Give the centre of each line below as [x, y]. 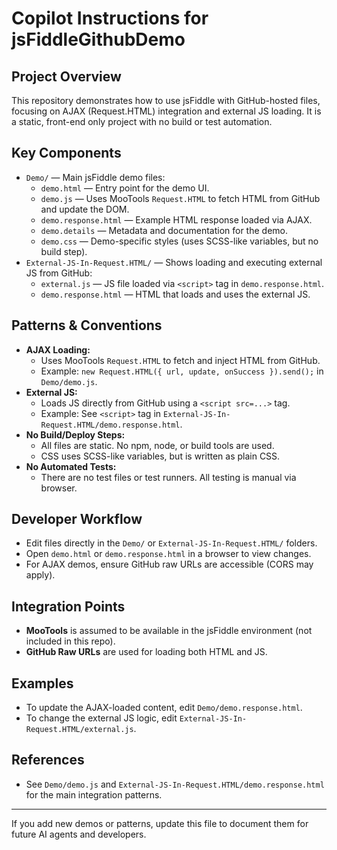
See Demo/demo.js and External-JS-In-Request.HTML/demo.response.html [175, 784]
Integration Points [68, 606]
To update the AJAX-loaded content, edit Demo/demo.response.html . [164, 708]
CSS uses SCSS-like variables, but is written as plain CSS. [160, 456]
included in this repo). [70, 641]
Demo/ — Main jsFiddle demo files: [95, 177]
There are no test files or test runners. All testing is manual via [168, 477]
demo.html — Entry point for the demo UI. [125, 188]
